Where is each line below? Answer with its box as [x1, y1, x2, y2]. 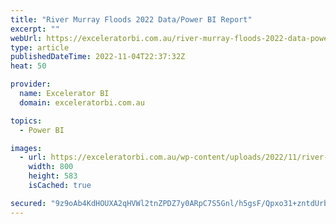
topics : [10, 116, 43, 126]
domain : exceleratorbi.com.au [19, 97, 145, 108]
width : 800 [28, 162, 74, 172]
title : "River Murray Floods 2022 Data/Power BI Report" [10, 14, 253, 25]
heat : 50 [10, 61, 47, 71]
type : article [10, 42, 70, 53]
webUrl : [10, 33, 43, 43]
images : [10, 143, 43, 153]
